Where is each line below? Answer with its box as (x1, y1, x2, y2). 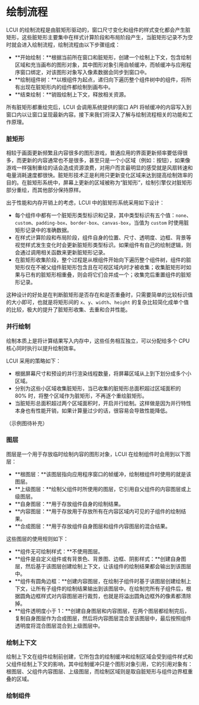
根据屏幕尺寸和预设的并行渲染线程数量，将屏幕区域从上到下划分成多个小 (14, 370, 191, 377)
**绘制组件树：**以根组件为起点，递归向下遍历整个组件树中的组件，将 (14, 75, 187, 83)
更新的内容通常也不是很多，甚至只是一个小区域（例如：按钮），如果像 (21, 157, 191, 164)
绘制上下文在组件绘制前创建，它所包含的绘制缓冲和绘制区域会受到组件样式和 (6, 653, 193, 660)
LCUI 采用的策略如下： (6, 357, 61, 364)
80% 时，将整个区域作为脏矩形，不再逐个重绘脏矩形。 (14, 392, 147, 399)
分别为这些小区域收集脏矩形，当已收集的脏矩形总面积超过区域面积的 (14, 385, 181, 392)
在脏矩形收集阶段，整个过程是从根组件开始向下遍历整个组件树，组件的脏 (14, 256, 191, 263)
